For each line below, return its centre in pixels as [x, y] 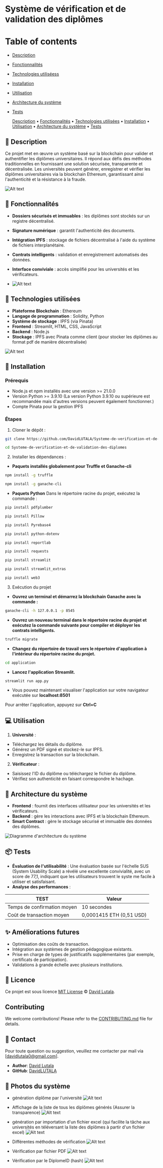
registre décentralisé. [33, 221]
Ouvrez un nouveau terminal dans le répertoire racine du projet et [79, 620]
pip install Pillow [25, 516]
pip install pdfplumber [29, 508]
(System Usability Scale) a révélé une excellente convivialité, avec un [81, 871]
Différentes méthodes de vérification [49, 1142]
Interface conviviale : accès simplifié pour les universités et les [75, 269]
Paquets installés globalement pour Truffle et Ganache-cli [72, 466]
